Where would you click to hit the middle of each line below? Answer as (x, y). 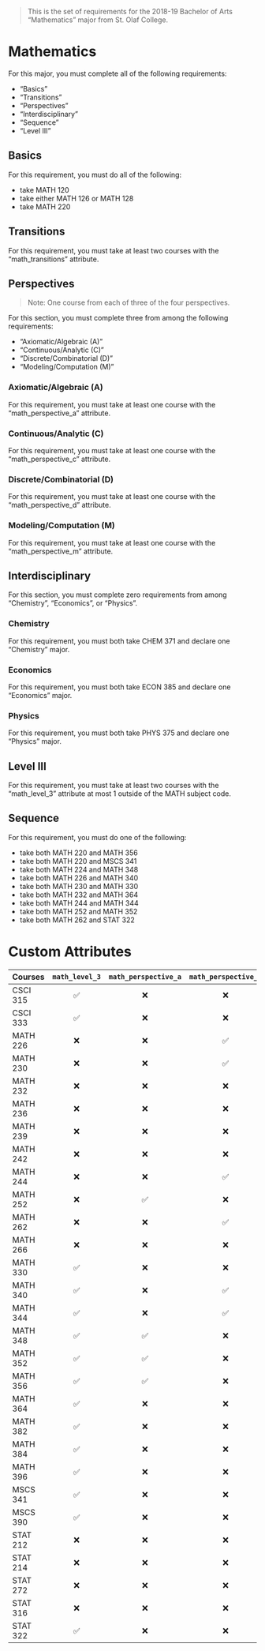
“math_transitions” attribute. (54, 259)
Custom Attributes (70, 952)
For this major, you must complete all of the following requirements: (118, 73)
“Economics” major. (40, 695)
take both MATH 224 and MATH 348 (79, 869)
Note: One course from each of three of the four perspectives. (129, 302)
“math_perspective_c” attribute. (60, 459)
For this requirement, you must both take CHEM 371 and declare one (119, 641)
